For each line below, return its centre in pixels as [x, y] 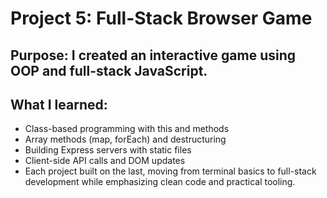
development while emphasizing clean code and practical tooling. [160, 182]
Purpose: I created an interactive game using [153, 55]
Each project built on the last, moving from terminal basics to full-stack [170, 171]
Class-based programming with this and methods [127, 129]
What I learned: [59, 104]
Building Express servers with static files [108, 150]
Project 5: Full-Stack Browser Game [161, 18]
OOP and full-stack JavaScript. [109, 70]
